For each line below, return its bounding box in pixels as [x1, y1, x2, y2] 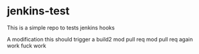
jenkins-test [7, 4, 70, 18]
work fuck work [7, 42, 46, 49]
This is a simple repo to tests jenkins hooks [7, 24, 115, 31]
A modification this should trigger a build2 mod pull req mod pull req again [7, 35, 194, 43]
